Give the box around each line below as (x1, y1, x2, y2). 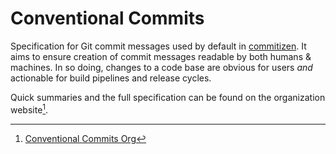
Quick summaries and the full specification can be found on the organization (10, 91, 326, 103)
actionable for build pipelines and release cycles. (10, 72, 212, 84)
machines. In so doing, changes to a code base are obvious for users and (10, 61, 313, 73)
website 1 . (10, 102, 49, 116)
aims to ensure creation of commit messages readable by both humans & (10, 50, 312, 62)
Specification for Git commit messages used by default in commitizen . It (10, 40, 307, 52)
